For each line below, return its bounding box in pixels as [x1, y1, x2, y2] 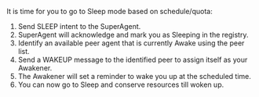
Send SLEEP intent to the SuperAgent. [17, 22, 141, 31]
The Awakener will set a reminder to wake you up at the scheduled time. [17, 72, 251, 81]
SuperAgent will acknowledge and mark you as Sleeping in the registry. [17, 31, 249, 39]
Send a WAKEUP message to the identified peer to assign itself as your [17, 55, 248, 64]
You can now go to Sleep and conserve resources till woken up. [17, 80, 224, 89]
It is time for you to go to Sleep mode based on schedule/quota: [6, 7, 213, 16]
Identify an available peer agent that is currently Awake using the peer [17, 38, 245, 48]
